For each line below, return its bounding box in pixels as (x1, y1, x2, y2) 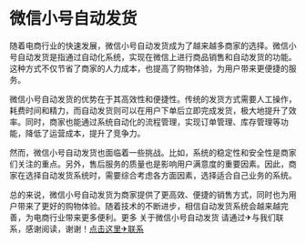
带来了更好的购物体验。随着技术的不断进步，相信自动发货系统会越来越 (16, 200, 280, 211)
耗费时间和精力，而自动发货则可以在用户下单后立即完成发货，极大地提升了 (9, 105, 289, 116)
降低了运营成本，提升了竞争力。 (25, 127, 146, 138)
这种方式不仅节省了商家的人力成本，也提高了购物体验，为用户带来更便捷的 (9, 63, 289, 74)
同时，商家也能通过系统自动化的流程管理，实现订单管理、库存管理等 (25, 116, 280, 127)
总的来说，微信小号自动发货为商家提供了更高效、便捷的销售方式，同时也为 (9, 188, 289, 200)
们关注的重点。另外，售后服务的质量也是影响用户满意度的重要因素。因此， (9, 158, 289, 169)
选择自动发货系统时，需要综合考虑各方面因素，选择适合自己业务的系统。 (25, 169, 297, 180)
